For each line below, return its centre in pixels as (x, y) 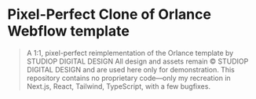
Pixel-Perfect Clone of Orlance (109, 15)
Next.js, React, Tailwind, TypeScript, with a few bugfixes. (119, 86)
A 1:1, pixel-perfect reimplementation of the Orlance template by (130, 53)
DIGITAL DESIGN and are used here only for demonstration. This (130, 69)
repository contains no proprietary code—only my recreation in (128, 78)
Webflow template (69, 31)
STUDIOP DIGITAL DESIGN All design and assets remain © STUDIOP (137, 61)
